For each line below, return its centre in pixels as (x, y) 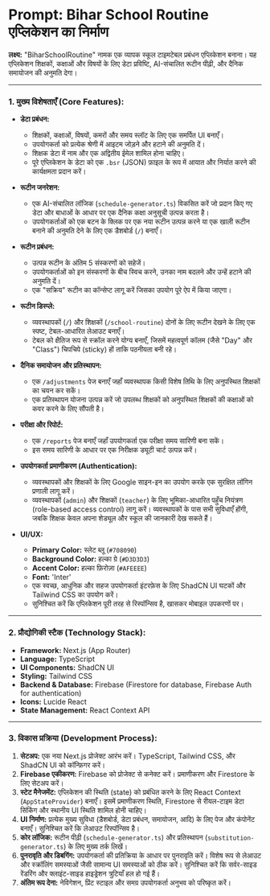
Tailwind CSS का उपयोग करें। (75, 595)
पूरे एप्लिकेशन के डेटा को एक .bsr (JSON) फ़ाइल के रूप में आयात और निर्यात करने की (144, 162)
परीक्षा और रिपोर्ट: (41, 425)
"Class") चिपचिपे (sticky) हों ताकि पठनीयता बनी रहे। (104, 349)
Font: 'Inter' (51, 577)
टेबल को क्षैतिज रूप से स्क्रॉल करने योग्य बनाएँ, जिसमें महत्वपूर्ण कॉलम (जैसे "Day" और (142, 340)
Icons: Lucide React (53, 701)
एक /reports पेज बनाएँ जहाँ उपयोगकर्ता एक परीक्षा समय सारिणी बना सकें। (128, 441)
